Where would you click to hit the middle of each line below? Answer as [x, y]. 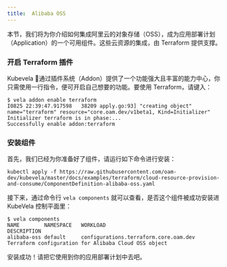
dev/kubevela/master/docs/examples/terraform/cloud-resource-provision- [113, 178]
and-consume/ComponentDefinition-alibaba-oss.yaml [81, 184]
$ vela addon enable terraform [52, 100]
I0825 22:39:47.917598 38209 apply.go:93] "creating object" [100, 106]
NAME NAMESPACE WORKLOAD [57, 225]
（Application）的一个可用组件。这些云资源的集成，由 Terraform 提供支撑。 [114, 43]
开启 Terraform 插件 [40, 62]
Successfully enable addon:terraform [61, 124]
